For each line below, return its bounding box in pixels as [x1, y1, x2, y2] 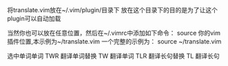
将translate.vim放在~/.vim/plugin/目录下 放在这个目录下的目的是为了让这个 [7, 6, 218, 14]
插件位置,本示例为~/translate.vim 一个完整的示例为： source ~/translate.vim [7, 37, 222, 46]
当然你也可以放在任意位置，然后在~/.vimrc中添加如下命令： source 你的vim [7, 29, 221, 37]
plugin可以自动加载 [7, 14, 61, 22]
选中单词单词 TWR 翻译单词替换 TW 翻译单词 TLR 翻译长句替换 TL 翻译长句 [7, 52, 220, 60]
